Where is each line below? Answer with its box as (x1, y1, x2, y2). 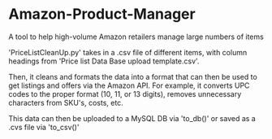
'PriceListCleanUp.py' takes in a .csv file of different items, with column (8, 47, 248, 57)
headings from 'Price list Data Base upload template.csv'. (8, 56, 200, 66)
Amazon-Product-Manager (8, 5, 196, 24)
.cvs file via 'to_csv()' (8, 122, 80, 132)
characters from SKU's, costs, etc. (8, 98, 123, 107)
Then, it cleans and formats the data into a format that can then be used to (8, 72, 257, 81)
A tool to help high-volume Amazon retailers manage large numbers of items (8, 32, 264, 41)
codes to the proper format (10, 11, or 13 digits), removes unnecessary (8, 89, 242, 98)
